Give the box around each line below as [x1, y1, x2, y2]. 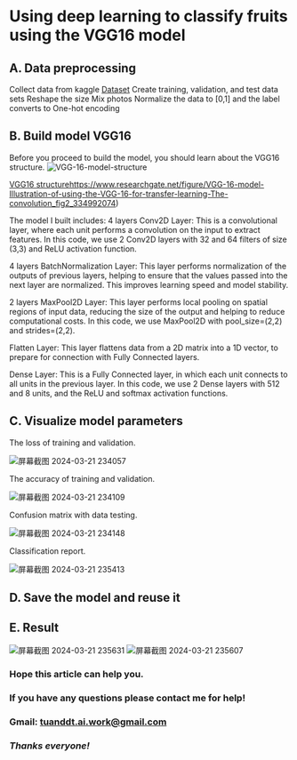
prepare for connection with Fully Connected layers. [9, 351, 200, 362]
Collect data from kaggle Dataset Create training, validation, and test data [9, 84, 278, 94]
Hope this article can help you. [9, 668, 144, 680]
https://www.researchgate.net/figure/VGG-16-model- [68, 179, 265, 189]
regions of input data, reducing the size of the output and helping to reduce [9, 306, 285, 316]
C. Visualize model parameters [9, 413, 184, 428]
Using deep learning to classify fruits [9, 6, 288, 27]
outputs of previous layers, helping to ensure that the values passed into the [9, 269, 288, 281]
